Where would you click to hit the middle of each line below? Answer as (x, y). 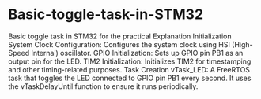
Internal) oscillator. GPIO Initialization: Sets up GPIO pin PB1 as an (137, 53)
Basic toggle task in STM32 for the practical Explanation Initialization (120, 36)
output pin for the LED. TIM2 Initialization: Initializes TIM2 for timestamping (130, 61)
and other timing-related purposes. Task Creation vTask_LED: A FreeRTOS (129, 69)
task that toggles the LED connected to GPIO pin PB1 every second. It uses (130, 78)
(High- (242, 44)
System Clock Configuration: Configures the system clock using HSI (119, 44)
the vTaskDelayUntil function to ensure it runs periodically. (103, 86)
